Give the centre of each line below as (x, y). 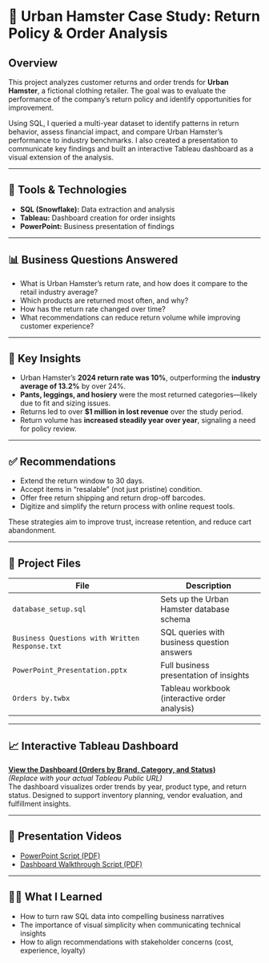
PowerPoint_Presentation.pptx (70, 671)
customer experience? (57, 326)
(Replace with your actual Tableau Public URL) (85, 778)
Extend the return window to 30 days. (82, 481)
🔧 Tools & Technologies (68, 190)
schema (175, 619)
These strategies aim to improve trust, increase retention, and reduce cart (130, 522)
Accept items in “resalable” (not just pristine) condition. (111, 490)
